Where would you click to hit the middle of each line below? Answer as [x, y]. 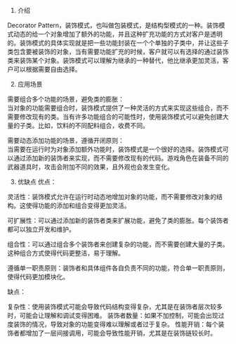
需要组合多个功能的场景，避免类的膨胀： [66, 99]
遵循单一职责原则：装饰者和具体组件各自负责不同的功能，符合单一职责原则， [118, 268]
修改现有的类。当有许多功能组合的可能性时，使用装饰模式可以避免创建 [121, 117]
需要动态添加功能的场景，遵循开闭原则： [66, 140]
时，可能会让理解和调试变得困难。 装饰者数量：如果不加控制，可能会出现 [113, 316]
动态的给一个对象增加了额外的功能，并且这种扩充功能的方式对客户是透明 [118, 34]
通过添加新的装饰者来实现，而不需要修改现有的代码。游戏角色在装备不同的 [121, 158]
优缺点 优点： [37, 182]
